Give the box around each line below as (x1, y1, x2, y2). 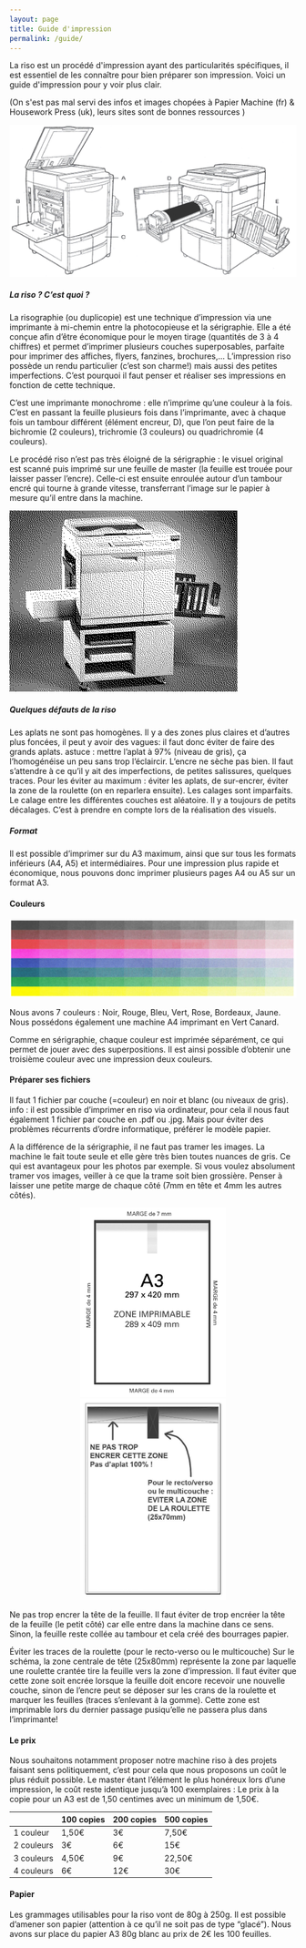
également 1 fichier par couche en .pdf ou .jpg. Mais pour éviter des (9, 1114, 264, 1125)
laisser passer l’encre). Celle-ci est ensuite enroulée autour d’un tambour (9, 474, 283, 484)
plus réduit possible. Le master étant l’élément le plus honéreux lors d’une (9, 1774, 286, 1785)
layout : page (9, 15, 59, 24)
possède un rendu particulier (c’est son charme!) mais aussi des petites (9, 361, 278, 372)
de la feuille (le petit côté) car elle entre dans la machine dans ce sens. (9, 1619, 275, 1630)
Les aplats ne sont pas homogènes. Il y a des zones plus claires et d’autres (9, 727, 291, 738)
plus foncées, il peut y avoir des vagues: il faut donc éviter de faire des (9, 737, 275, 748)
